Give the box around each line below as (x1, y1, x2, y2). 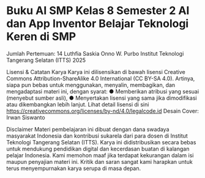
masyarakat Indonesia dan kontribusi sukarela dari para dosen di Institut (6, 132, 188, 139)
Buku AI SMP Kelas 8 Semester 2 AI (6, 4, 190, 18)
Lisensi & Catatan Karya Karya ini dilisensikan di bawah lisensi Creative (6, 68, 185, 75)
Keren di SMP (6, 30, 76, 43)
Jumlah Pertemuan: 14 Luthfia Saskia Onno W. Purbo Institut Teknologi (6, 50, 184, 57)
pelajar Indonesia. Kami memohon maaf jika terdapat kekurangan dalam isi (6, 151, 194, 159)
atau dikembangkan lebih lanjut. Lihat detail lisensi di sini (6, 100, 149, 108)
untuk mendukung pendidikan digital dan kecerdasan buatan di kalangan (6, 145, 190, 152)
